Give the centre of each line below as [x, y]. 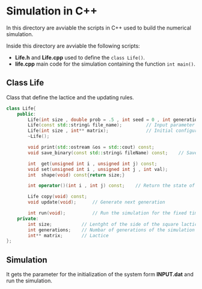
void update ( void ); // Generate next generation [96, 202]
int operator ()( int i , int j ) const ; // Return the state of [112, 186]
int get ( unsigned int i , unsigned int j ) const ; [93, 164]
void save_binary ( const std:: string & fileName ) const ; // [106, 153]
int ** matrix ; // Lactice [69, 235]
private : [28, 219]
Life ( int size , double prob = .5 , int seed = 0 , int [99, 120]
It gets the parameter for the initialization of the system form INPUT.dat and [100, 275]
